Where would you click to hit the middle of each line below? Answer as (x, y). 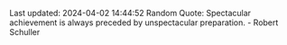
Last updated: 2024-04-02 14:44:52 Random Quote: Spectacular (130, 13)
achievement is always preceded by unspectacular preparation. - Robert (144, 22)
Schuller (25, 32)
